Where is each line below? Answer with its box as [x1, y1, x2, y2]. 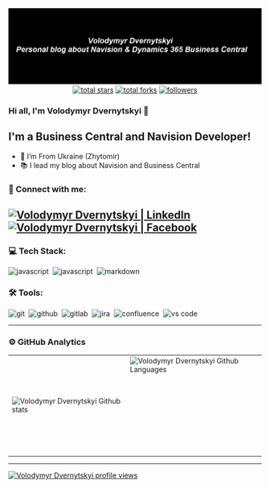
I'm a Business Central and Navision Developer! [8, 130, 252, 144]
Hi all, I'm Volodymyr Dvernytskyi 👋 [8, 105, 149, 117]
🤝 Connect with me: [8, 183, 87, 195]
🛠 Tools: [8, 287, 43, 298]
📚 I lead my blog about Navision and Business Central [19, 160, 201, 170]
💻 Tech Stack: [8, 245, 67, 256]
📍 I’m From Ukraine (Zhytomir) [19, 151, 121, 161]
